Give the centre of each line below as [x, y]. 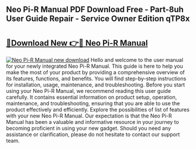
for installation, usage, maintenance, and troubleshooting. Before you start [96, 85]
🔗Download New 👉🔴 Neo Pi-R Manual [77, 43]
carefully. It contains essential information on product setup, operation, [92, 97]
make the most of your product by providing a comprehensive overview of [96, 72]
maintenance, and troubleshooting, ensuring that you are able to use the [93, 103]
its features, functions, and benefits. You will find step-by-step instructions [96, 79]
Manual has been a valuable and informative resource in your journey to [93, 122]
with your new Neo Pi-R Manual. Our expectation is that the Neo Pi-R [89, 116]
